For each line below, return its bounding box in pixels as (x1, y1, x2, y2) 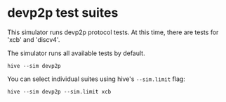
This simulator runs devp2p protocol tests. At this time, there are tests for (7, 28, 219, 36)
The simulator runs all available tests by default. (7, 49, 145, 57)
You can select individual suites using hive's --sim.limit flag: (7, 75, 186, 83)
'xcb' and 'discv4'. (7, 35, 60, 43)
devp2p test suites (7, 5, 119, 21)
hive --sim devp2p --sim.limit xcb (7, 88, 112, 95)
